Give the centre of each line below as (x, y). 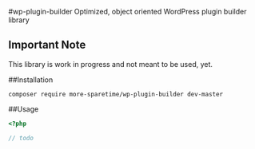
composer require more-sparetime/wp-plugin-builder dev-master (116, 94)
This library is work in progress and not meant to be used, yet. (111, 64)
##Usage (24, 109)
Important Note (47, 45)
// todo (21, 138)
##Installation (31, 80)
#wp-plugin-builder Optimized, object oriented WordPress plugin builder (127, 12)
